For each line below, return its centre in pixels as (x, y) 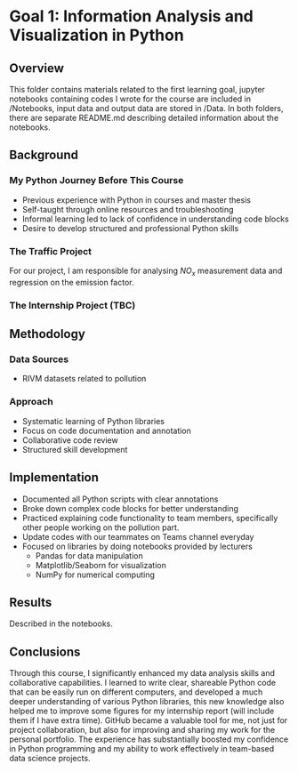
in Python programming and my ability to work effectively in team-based (142, 749)
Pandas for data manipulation (89, 555)
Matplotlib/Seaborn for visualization (101, 565)
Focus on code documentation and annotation (106, 430)
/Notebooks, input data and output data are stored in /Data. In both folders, (146, 108)
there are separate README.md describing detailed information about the (144, 118)
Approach (31, 402)
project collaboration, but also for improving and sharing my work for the (142, 730)
